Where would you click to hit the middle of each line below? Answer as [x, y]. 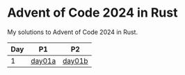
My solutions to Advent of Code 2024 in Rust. [72, 32]
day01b [75, 60]
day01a [43, 60]
